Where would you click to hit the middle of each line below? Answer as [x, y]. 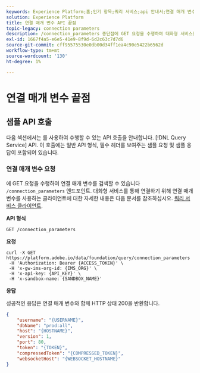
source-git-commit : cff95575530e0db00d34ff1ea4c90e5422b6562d [85, 45]
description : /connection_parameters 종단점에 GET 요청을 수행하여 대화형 [92, 34]
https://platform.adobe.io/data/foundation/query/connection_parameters [98, 258]
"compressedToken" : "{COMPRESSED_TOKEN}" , [70, 353]
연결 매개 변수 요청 [31, 169]
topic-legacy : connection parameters [53, 28]
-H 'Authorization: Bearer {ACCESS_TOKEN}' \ [66, 263]
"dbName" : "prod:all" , [45, 325]
